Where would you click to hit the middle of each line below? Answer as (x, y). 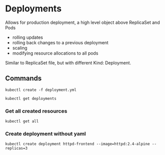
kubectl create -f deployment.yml (41, 90)
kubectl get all (22, 121)
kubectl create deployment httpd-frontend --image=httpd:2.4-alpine (78, 144)
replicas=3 (16, 149)
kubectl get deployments (31, 98)
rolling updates (28, 37)
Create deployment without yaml (45, 134)
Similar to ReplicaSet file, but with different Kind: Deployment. (68, 63)
